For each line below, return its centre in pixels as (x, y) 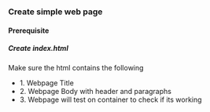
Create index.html (38, 49)
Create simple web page (55, 12)
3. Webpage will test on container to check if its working (111, 99)
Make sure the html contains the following (76, 68)
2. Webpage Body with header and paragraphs (95, 92)
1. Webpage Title (47, 83)
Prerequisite (29, 31)
